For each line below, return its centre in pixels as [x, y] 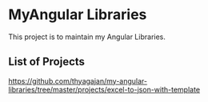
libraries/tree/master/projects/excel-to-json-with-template [104, 89]
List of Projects [47, 62]
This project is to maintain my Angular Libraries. [87, 37]
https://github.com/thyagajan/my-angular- [78, 80]
